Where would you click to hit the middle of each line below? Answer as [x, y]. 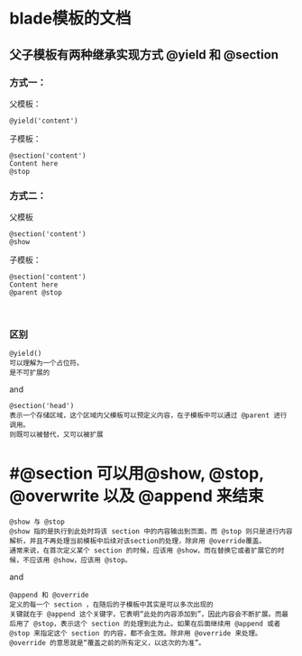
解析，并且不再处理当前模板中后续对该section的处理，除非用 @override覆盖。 [137, 542]
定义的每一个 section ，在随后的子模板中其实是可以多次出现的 [111, 605]
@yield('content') [44, 121]
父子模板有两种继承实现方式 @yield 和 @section [144, 55]
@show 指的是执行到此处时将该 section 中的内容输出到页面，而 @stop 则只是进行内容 [151, 532]
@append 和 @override [49, 596]
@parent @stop [36, 293]
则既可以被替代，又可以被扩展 [56, 435]
